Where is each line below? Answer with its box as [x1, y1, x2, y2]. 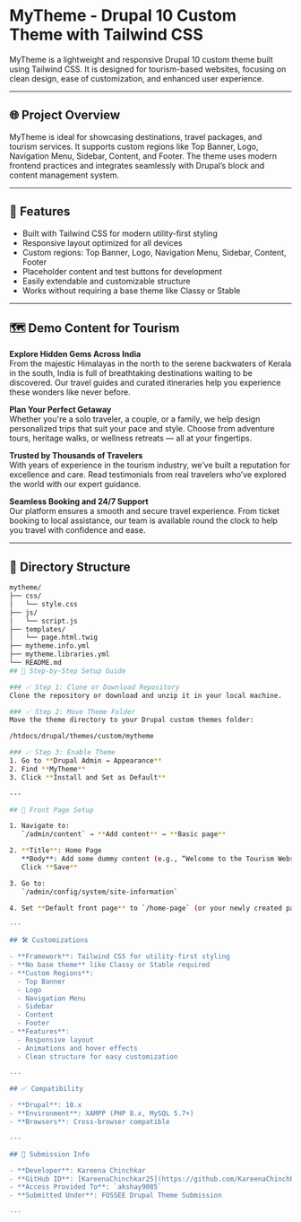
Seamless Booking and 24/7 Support [9, 496, 150, 507]
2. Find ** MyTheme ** [9, 764, 87, 773]
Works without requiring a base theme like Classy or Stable [21, 284, 241, 296]
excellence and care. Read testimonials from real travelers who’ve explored [9, 469, 287, 480]
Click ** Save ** [21, 862, 78, 871]
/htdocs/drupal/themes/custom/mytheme [9, 732, 154, 741]
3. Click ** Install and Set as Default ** [9, 772, 167, 781]
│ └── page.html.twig [9, 633, 99, 642]
